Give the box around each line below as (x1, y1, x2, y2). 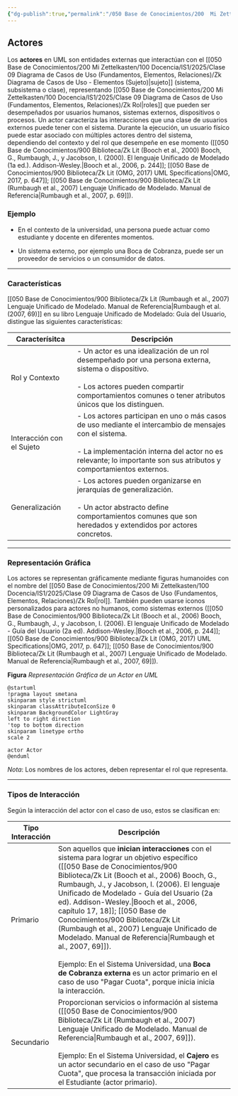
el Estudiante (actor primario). (57, 1077, 157, 1087)
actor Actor (7, 747, 42, 754)
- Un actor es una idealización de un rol (76, 346, 209, 356)
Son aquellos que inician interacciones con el (57, 843, 212, 853)
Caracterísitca (16, 335, 65, 344)
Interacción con (11, 433, 63, 443)
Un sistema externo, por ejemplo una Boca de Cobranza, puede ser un (17, 246, 224, 255)
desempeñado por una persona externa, (76, 355, 211, 365)
